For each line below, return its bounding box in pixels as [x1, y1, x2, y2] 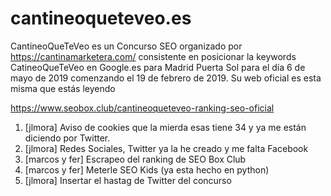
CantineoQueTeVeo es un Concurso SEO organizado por [10, 40, 243, 52]
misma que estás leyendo [10, 82, 116, 94]
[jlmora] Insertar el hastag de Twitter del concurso [24, 174, 232, 186]
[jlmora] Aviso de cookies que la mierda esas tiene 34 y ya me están [24, 121, 307, 133]
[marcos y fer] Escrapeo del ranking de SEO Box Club [24, 153, 247, 165]
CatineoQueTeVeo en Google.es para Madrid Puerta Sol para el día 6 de [10, 61, 306, 73]
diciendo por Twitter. [24, 132, 111, 144]
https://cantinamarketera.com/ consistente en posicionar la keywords [10, 50, 297, 62]
